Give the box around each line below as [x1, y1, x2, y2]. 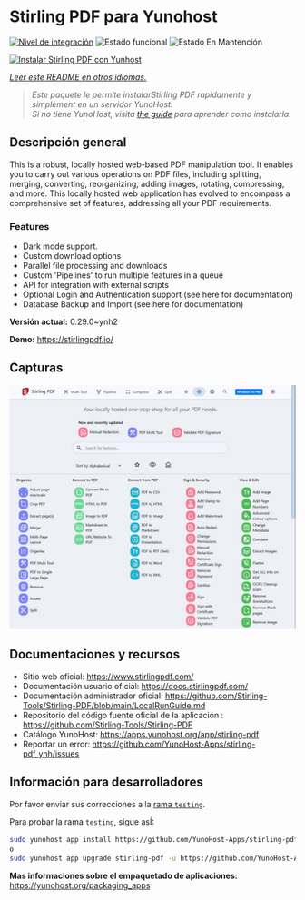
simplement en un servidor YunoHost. [31, 98, 173, 110]
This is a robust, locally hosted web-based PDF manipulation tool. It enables [9, 159, 293, 170]
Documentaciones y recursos [9, 647, 180, 662]
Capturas [9, 361, 64, 376]
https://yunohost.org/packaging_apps [9, 880, 151, 891]
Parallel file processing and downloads [22, 261, 168, 272]
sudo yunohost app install [9, 835, 112, 844]
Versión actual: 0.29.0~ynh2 [9, 316, 118, 328]
